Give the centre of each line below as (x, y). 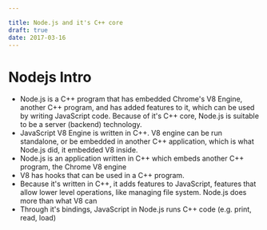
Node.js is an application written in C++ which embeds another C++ (132, 159)
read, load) (38, 218)
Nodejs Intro (50, 77)
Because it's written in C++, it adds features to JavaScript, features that (138, 184)
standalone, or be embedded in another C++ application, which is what (137, 141)
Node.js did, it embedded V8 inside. (79, 150)
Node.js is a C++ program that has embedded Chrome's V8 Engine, (131, 99)
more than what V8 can (58, 201)
